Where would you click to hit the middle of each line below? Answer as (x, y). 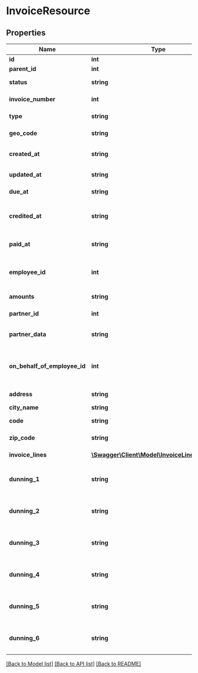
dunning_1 (24, 479)
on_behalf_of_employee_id (47, 366)
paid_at (20, 244)
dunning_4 (24, 575)
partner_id (24, 313)
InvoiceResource (48, 11)
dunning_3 (24, 543)
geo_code (23, 133)
